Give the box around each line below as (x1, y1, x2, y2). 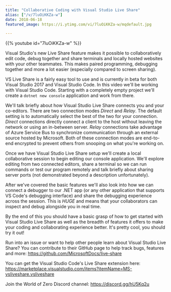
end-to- (143, 135, 160, 141)
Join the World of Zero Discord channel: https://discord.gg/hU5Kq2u (5, 281, 150, 287)
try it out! (5, 230, 25, 236)
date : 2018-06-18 (5, 17, 42, 22)
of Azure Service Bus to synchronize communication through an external (5, 130, 158, 136)
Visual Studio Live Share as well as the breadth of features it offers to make (5, 219, 163, 225)
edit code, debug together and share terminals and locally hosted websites (5, 56, 163, 62)
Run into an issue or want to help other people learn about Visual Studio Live (5, 239, 166, 246)
